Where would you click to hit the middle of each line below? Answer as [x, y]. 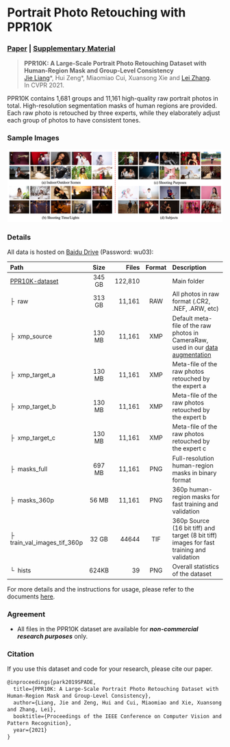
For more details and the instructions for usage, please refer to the [101, 589]
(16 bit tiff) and [194, 528]
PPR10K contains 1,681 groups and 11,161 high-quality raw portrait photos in [113, 99]
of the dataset [192, 574]
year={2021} [30, 731]
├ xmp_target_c [33, 438]
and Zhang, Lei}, [32, 710]
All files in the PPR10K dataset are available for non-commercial [107, 629]
